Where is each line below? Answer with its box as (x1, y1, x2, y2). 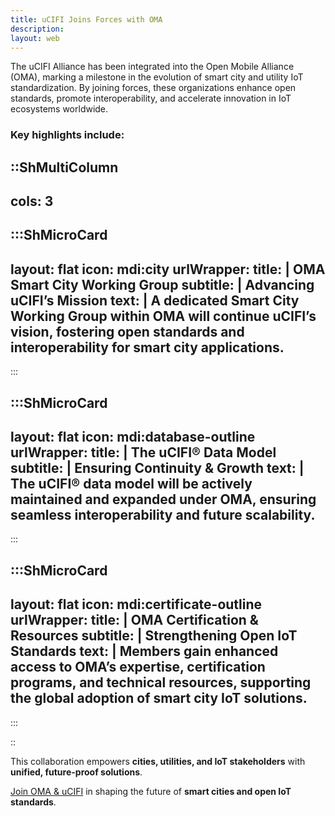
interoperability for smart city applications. (10, 339, 285, 356)
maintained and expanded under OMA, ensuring (10, 491, 317, 508)
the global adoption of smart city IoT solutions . (10, 690, 308, 707)
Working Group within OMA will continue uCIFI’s (10, 307, 317, 325)
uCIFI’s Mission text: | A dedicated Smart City (10, 292, 300, 309)
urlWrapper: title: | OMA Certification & (10, 612, 259, 629)
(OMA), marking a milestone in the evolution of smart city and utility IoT (10, 71, 304, 83)
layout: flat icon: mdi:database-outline (10, 429, 256, 446)
